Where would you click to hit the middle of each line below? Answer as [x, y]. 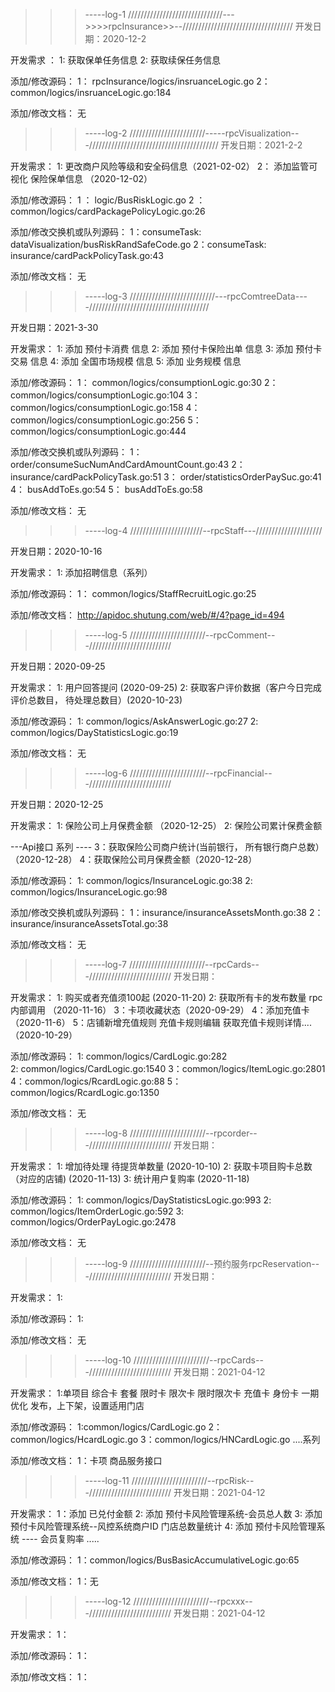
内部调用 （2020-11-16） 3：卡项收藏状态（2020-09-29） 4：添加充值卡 [160, 1010]
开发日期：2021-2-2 [261, 145]
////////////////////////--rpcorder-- [193, 1133]
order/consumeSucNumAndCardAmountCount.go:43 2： [128, 464]
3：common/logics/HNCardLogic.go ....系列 [230, 1439]
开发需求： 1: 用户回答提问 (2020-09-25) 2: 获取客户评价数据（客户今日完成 [166, 687]
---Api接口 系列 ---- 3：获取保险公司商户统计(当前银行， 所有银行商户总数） [167, 847]
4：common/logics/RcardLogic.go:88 [87, 1081]
